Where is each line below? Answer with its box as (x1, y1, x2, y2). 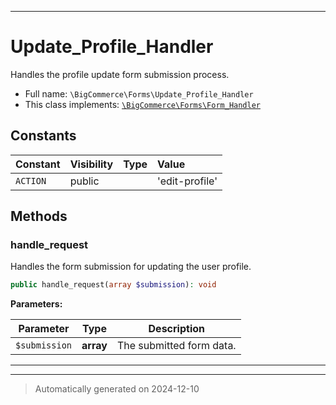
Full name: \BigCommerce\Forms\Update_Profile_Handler (24, 87, 254, 100)
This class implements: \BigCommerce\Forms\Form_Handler (24, 98, 261, 110)
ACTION (15, 175, 47, 186)
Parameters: (10, 298, 63, 310)
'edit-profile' (157, 174, 218, 188)
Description (148, 322, 205, 336)
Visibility (69, 157, 114, 171)
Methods (10, 208, 68, 225)
